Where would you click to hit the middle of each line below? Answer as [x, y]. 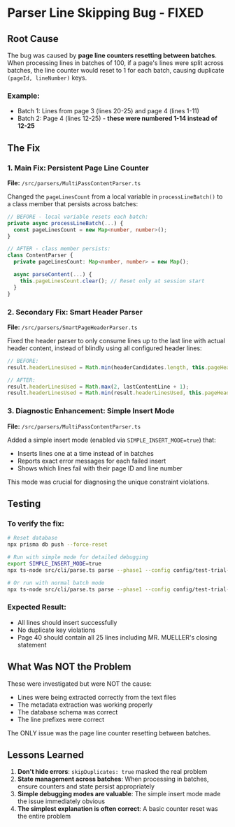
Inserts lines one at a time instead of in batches [85, 453]
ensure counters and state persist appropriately [86, 786]
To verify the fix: [36, 524]
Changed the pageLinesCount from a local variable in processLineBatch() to [115, 196]
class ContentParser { [40, 256]
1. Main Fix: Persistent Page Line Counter [78, 168]
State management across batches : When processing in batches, [113, 779]
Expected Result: [37, 607]
